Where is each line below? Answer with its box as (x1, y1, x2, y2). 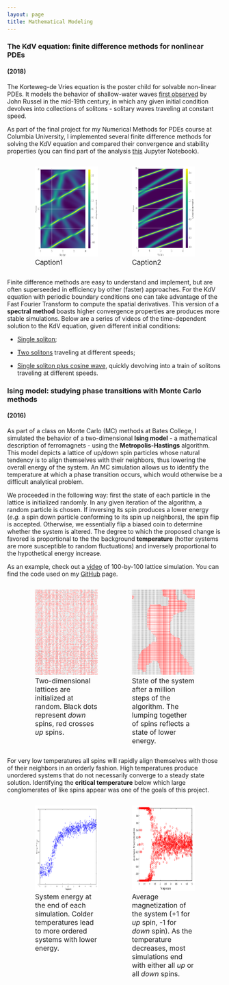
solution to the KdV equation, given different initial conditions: (7, 321, 180, 330)
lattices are (35, 684, 70, 694)
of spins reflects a (132, 718, 190, 728)
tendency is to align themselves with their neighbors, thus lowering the (7, 456, 206, 464)
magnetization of (132, 900, 187, 910)
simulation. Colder (35, 909, 94, 919)
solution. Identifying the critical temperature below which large (7, 778, 186, 786)
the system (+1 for (132, 909, 190, 919)
